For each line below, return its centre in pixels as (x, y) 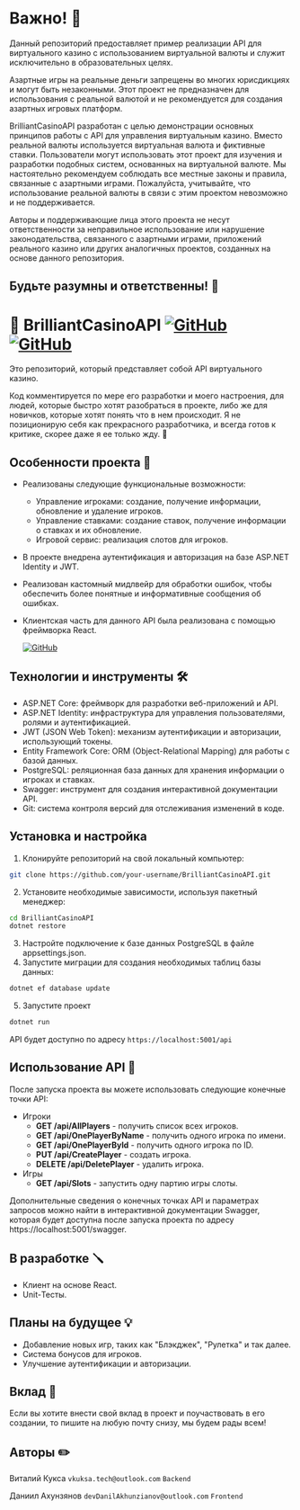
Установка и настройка (78, 837)
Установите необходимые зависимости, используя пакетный (140, 892)
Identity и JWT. (50, 567)
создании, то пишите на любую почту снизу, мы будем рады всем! (138, 1423)
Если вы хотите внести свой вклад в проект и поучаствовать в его (137, 1413)
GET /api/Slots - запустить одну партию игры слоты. (137, 1183)
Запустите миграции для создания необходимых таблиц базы (141, 962)
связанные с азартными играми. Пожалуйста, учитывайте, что (130, 183)
